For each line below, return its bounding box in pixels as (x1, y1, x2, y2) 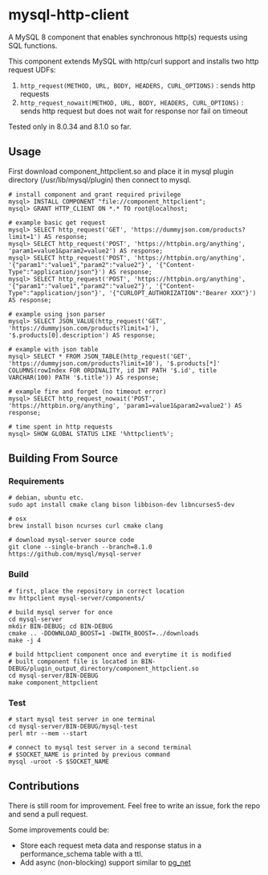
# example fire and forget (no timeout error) (8, 388, 167, 396)
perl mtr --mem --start (8, 729, 88, 737)
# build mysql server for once (8, 608, 113, 616)
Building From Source (8, 452, 119, 466)
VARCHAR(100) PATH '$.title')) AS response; (8, 373, 160, 381)
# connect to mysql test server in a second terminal (8, 744, 193, 752)
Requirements (8, 476, 65, 487)
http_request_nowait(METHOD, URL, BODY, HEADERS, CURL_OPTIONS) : (19, 97, 244, 107)
